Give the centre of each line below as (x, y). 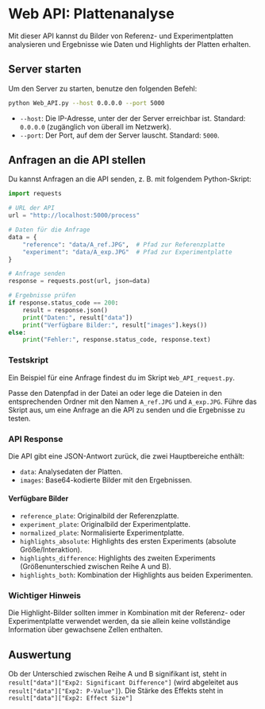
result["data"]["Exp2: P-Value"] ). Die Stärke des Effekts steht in (116, 691)
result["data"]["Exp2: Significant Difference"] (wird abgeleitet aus (123, 682)
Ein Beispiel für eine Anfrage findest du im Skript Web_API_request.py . (122, 378)
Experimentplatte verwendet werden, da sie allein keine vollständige (119, 622)
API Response (36, 439)
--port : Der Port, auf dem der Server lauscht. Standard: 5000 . (119, 135)
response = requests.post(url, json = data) (79, 281)
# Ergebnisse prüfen (42, 296)
